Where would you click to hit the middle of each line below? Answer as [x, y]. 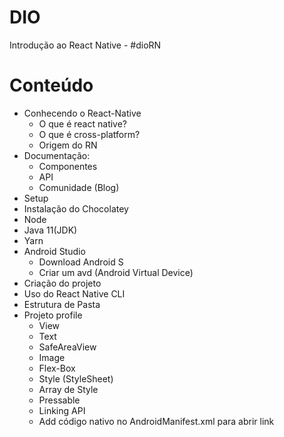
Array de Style [68, 389]
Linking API [62, 410]
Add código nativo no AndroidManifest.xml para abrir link [156, 421]
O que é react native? [83, 123]
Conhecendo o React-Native [82, 113]
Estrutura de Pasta [62, 304]
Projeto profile [53, 315]
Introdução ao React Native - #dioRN [85, 45]
